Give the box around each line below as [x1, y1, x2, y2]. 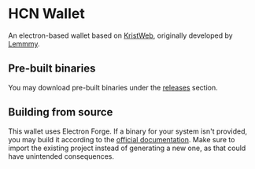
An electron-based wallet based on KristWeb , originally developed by [8, 31, 234, 40]
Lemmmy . [8, 39, 40, 48]
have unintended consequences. [8, 151, 115, 161]
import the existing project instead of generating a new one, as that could [8, 143, 246, 152]
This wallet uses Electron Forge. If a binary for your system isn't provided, [8, 127, 248, 136]
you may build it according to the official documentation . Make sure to [8, 134, 235, 144]
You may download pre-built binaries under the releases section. [8, 83, 218, 92]
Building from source [8, 105, 113, 119]
